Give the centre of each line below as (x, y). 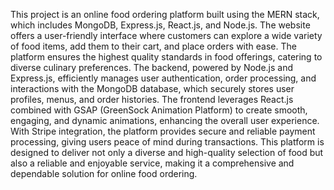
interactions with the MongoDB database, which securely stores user (152, 88)
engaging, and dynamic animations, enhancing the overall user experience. (165, 120)
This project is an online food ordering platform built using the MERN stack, (165, 14)
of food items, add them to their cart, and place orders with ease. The (153, 46)
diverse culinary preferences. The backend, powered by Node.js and (152, 67)
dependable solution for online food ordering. (104, 173)
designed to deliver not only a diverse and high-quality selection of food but (167, 152)
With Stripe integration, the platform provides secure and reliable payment (163, 131)
